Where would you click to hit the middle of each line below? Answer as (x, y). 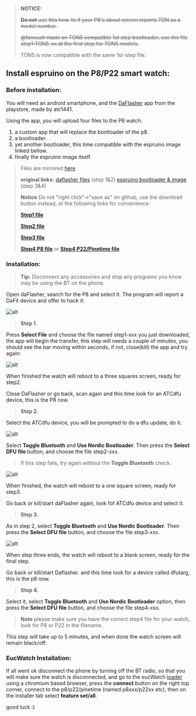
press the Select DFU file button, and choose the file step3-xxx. (83, 532)
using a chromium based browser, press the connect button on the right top (98, 683)
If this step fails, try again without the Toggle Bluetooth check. (96, 463)
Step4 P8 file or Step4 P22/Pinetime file (70, 249)
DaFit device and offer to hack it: (45, 300)
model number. (39, 26)
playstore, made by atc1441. (39, 109)
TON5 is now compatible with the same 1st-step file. (83, 55)
